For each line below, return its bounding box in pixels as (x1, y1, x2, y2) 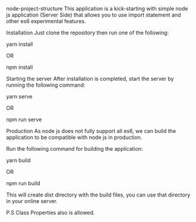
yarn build (6, 157, 31, 164)
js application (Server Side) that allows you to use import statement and (6, 11, 181, 18)
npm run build (6, 180, 40, 186)
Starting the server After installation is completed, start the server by (6, 75, 174, 82)
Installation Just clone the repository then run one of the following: (6, 29, 169, 36)
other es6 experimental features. (6, 18, 86, 24)
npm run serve (6, 116, 42, 123)
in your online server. (6, 198, 58, 204)
